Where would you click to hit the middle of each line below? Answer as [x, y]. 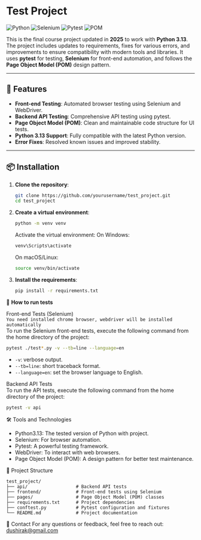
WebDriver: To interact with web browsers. [68, 452]
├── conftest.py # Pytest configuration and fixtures [88, 508]
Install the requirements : [46, 279]
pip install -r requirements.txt [57, 291]
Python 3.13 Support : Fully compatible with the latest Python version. [100, 135]
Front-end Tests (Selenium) [40, 313]
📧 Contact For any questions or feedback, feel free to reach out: [85, 524]
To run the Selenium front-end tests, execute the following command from [98, 330]
